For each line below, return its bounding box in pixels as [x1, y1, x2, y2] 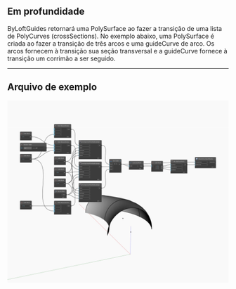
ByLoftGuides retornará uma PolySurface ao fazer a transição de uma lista [7, 24, 223, 32]
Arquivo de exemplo [7, 81, 97, 94]
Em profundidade [7, 6, 85, 18]
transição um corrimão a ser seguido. [7, 54, 116, 63]
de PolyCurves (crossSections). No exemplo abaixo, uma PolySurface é [7, 32, 214, 40]
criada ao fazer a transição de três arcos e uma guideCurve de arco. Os [7, 39, 215, 48]
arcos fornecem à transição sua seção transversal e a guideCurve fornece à [7, 46, 228, 55]
